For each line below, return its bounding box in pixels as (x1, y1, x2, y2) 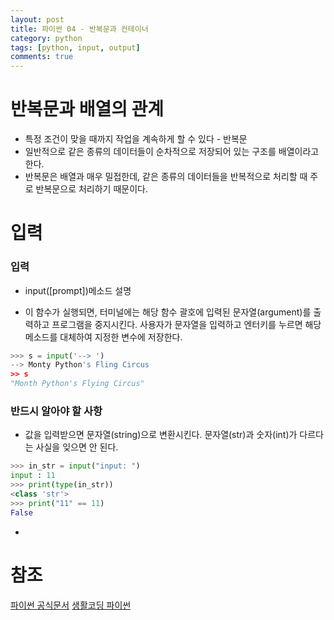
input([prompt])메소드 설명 (24, 284, 132, 296)
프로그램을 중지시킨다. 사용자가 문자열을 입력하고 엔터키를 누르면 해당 (51, 318, 322, 330)
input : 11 (10, 471, 56, 481)
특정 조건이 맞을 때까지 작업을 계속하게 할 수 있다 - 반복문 (24, 133, 248, 145)
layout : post (10, 14, 65, 25)
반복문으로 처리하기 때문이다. (35, 183, 148, 195)
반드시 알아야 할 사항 (10, 404, 103, 418)
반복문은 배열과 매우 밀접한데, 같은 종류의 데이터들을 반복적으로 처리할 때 (24, 171, 308, 183)
